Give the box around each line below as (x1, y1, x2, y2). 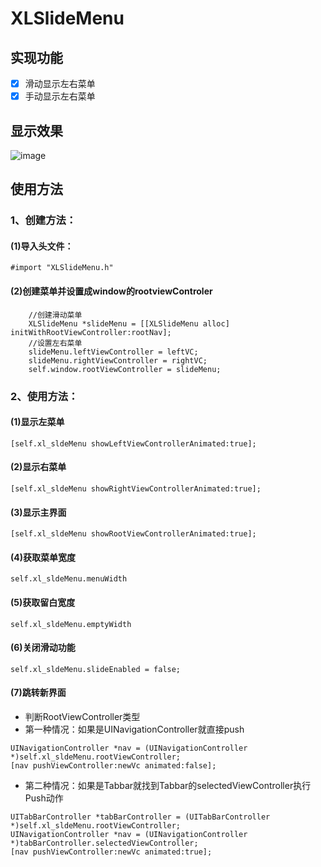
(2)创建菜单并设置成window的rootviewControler (10, 285, 213, 297)
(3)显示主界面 (10, 506, 67, 518)
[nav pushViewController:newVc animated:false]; (10, 761, 217, 771)
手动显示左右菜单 (24, 90, 96, 102)
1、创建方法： (10, 213, 77, 227)
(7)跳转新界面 (10, 687, 67, 699)
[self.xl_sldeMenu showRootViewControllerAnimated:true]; (10, 529, 257, 539)
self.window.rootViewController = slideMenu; (28, 364, 222, 374)
